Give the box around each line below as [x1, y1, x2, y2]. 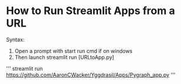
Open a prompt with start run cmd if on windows [14, 47, 133, 54]
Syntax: [6, 36, 25, 43]
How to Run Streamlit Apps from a [6, 4, 175, 18]
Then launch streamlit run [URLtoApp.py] [14, 53, 114, 61]
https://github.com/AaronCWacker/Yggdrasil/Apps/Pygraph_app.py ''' [6, 71, 176, 78]
